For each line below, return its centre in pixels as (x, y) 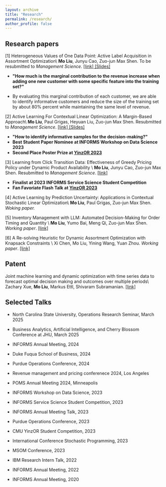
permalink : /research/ (28, 19)
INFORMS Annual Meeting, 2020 (46, 479)
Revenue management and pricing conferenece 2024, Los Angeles (81, 373)
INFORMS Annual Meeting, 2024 (46, 344)
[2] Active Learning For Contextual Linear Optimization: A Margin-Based (79, 117)
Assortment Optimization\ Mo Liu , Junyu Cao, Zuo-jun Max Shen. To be (78, 61)
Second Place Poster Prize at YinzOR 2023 (57, 153)
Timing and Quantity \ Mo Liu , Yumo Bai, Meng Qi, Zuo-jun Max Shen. (76, 223)
